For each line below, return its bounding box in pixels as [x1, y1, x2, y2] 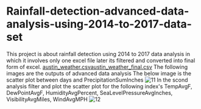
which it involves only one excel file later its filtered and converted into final [6, 57, 196, 64]
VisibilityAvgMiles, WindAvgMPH [6, 96, 88, 103]
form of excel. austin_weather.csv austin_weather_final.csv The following [6, 63, 188, 71]
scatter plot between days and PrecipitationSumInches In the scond [6, 76, 188, 83]
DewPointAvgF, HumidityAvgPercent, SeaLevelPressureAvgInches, [6, 89, 173, 96]
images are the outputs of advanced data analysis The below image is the [6, 69, 192, 77]
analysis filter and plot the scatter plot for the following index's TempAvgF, [6, 82, 192, 90]
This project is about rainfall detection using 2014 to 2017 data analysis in [6, 50, 191, 57]
